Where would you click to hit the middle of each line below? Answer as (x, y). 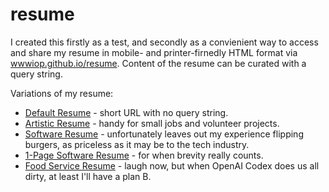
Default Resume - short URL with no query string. (126, 112)
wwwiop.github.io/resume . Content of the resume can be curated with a (158, 63)
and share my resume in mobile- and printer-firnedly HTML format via (154, 52)
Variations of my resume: (62, 93)
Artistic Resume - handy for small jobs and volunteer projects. (152, 123)
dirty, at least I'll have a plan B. (88, 176)
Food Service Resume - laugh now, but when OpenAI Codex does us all (172, 165)
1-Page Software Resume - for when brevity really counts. (144, 155)
